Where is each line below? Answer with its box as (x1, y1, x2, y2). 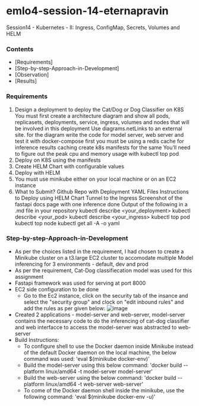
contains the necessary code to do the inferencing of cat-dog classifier (14, 317, 189, 325)
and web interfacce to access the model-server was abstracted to (14, 323, 177, 331)
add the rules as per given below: (23, 304, 106, 311)
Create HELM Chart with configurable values (14, 162, 125, 170)
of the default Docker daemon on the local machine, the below (23, 349, 177, 356)
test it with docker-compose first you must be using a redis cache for (14, 137, 184, 144)
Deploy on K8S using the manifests (14, 156, 101, 163)
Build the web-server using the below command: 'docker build (23, 374, 176, 381)
